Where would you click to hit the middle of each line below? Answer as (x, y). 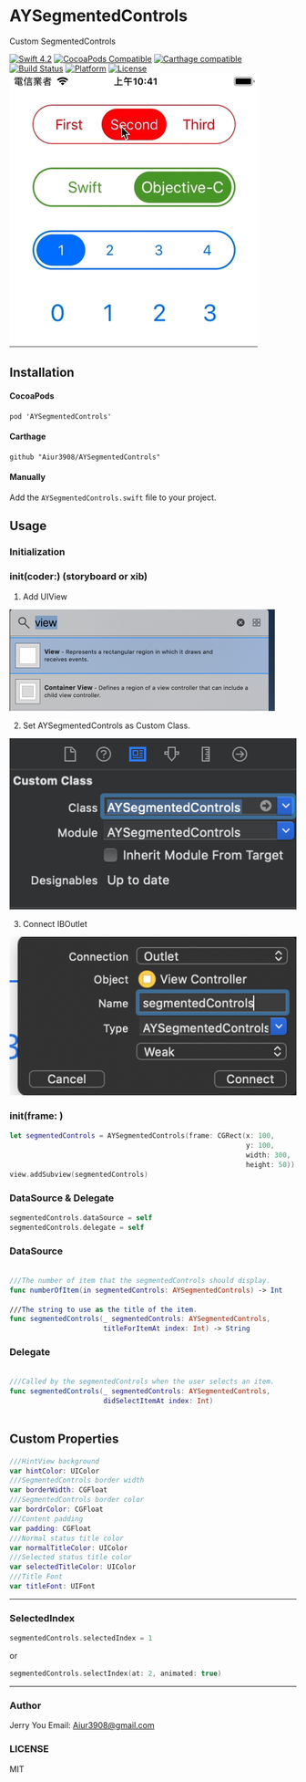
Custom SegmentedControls (63, 41)
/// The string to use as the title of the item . (103, 1309)
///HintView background (55, 1461)
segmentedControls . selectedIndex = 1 (81, 1639)
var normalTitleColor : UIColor (69, 1548)
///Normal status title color (67, 1538)
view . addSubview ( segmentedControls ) (79, 1174)
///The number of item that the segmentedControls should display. (140, 1280)
